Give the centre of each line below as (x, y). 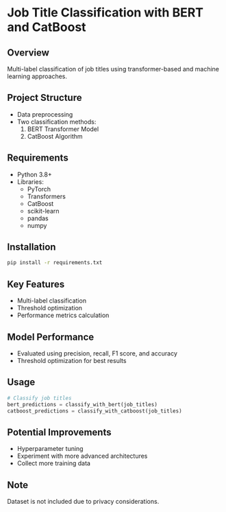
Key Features (36, 284)
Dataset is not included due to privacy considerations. (83, 501)
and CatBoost (47, 27)
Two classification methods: (56, 121)
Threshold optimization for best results (72, 360)
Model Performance (51, 337)
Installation (32, 247)
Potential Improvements (59, 432)
